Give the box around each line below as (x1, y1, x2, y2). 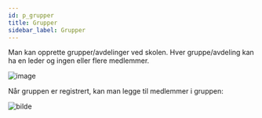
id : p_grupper (8, 11, 55, 20)
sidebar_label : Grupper (8, 26, 86, 34)
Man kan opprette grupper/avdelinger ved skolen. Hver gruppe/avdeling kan (8, 48, 255, 57)
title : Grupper (8, 19, 58, 27)
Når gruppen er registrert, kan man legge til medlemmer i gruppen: (8, 87, 224, 96)
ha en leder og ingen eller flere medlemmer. (8, 56, 150, 65)
